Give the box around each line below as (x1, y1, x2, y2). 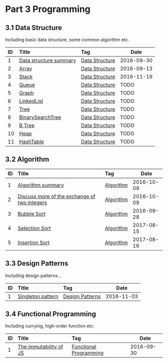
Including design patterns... (5, 272, 61, 278)
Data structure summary (19, 57, 76, 63)
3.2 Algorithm (5, 155, 49, 163)
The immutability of (17, 343, 63, 350)
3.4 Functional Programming (5, 310, 96, 318)
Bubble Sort (17, 210, 46, 217)
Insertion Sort (17, 239, 50, 246)
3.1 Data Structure (5, 23, 62, 32)
